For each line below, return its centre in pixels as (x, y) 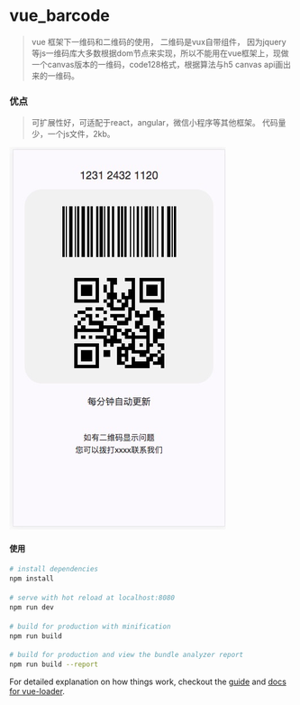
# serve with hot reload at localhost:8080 (92, 598)
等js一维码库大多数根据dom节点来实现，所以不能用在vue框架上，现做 (160, 53)
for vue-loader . (37, 691)
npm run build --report (54, 664)
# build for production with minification (90, 626)
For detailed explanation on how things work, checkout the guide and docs (148, 682)
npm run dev (32, 607)
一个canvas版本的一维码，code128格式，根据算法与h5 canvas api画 (157, 64)
